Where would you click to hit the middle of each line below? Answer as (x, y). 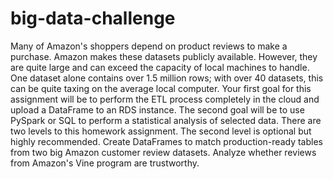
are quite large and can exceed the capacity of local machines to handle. (160, 67)
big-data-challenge (93, 18)
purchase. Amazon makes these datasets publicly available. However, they (164, 56)
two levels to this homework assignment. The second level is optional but (161, 131)
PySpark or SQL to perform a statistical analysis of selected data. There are (166, 120)
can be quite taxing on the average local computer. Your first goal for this (161, 88)
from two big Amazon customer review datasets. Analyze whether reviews (163, 152)
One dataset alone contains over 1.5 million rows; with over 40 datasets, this (167, 78)
